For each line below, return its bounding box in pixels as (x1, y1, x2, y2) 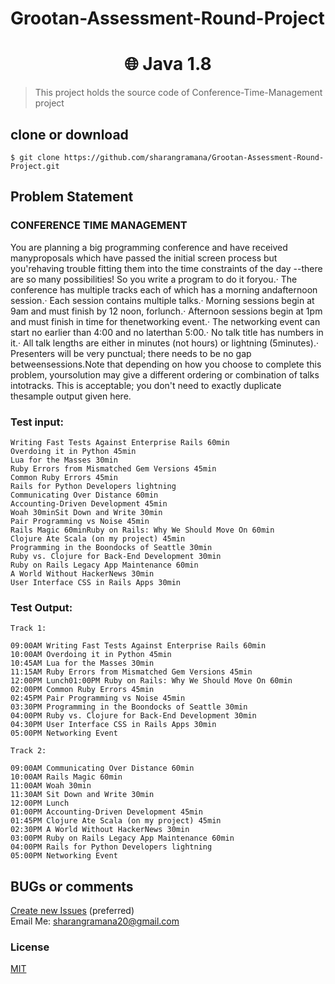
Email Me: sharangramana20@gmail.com (10, 915, 180, 927)
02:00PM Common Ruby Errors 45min (10, 685, 155, 695)
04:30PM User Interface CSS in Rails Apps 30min (10, 720, 217, 730)
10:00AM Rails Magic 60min (10, 772, 123, 782)
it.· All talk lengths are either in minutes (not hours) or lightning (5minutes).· (10, 337, 320, 349)
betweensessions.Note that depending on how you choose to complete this (10, 358, 322, 370)
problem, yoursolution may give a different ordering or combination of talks (10, 368, 320, 381)
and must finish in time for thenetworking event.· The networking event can (10, 315, 321, 327)
